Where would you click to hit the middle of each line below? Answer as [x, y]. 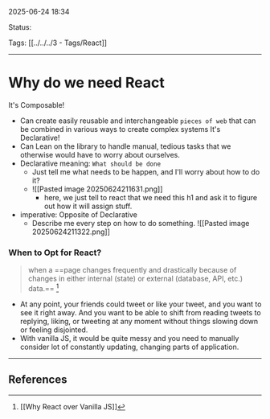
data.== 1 [43, 288]
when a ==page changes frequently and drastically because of [132, 270]
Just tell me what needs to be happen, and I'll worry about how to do [146, 171]
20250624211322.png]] [71, 232]
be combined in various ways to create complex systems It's [120, 129]
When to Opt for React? [55, 253]
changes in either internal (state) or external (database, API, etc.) [135, 279]
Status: [20, 27]
